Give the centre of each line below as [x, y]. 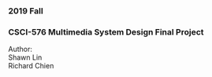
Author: [20, 49]
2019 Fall [26, 11]
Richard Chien [31, 66]
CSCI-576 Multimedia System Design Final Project [106, 31]
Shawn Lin [25, 57]
